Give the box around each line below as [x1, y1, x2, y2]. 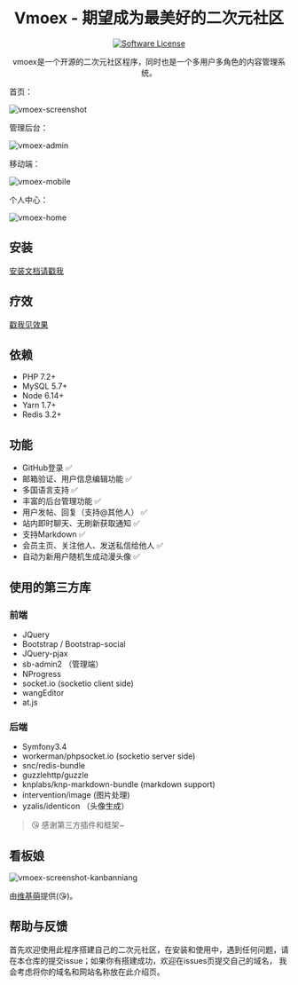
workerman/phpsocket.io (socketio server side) [21, 751, 196, 761]
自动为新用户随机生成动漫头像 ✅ [21, 551, 140, 562]
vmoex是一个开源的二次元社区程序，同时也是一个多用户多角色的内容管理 [12, 56, 278, 67]
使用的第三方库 [9, 579, 91, 595]
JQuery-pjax [21, 648, 68, 658]
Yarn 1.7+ [21, 400, 57, 411]
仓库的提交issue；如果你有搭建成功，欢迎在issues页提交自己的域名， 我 [24, 955, 287, 965]
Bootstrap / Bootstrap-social [21, 638, 126, 649]
